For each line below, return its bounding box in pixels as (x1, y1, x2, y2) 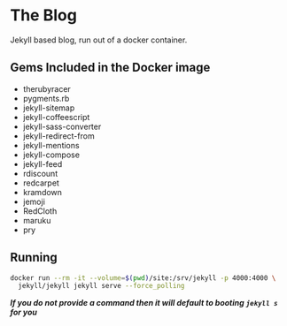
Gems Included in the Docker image (10, 60, 211, 75)
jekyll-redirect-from (22, 130, 96, 141)
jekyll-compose (22, 149, 81, 160)
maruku (22, 215, 51, 225)
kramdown (22, 186, 63, 197)
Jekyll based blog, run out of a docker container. (10, 34, 188, 45)
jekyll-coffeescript (22, 111, 90, 122)
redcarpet (22, 178, 60, 188)
